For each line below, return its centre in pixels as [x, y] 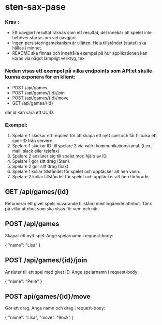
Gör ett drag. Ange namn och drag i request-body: [55, 308]
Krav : [12, 22]
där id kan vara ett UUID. [29, 112]
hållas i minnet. [27, 48]
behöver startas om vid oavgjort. [44, 38]
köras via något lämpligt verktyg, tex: [49, 58]
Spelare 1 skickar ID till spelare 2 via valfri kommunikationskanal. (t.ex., [82, 146]
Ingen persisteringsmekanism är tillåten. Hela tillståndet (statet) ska [79, 43]
